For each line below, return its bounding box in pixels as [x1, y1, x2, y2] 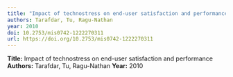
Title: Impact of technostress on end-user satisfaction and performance [7, 54, 214, 63]
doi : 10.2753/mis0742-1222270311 [7, 29, 104, 36]
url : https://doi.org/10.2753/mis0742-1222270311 [7, 36, 154, 43]
